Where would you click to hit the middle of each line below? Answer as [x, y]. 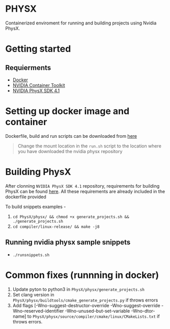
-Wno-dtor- [143, 311]
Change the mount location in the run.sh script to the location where [90, 146]
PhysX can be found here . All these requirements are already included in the [85, 191]
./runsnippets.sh [31, 255]
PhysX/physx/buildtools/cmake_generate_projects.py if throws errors [85, 300]
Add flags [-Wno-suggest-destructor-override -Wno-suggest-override [86, 305]
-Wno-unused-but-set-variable [97, 311]
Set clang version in [33, 294]
